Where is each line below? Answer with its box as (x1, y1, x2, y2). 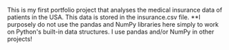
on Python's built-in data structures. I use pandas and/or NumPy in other (7, 27, 214, 36)
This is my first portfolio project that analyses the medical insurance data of (7, 6, 223, 14)
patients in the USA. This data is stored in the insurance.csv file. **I (7, 13, 201, 21)
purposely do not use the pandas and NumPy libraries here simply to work (7, 21, 219, 28)
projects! (7, 35, 33, 43)
